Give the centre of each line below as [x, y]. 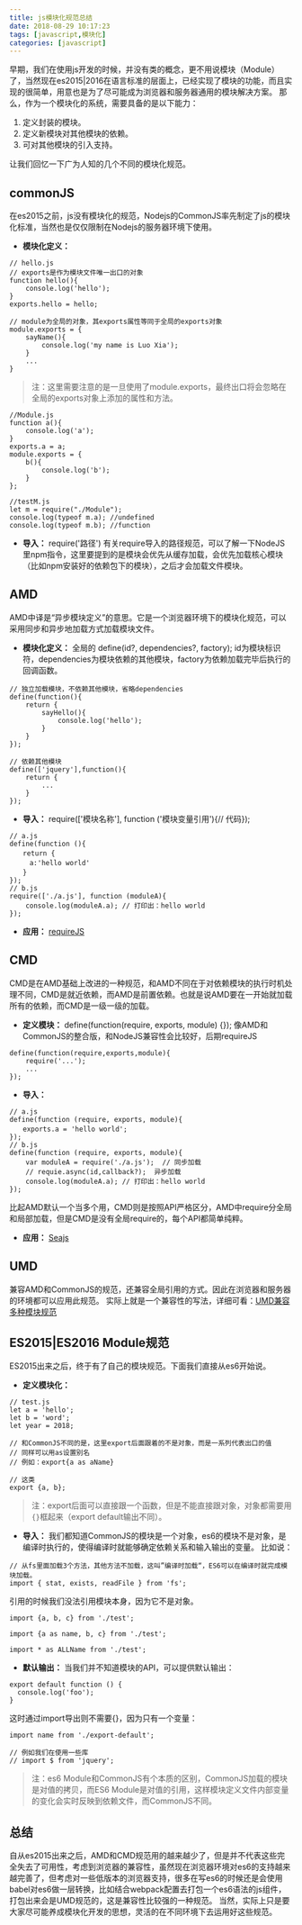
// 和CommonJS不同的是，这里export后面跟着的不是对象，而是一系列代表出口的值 [141, 1443]
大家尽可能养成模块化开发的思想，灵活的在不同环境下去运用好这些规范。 [143, 1912]
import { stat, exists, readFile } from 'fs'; [98, 1584]
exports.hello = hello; [54, 304]
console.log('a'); [60, 431]
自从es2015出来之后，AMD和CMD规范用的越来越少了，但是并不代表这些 [143, 1856]
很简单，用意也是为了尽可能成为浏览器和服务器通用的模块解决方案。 [151, 92]
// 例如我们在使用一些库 [49, 1753]
